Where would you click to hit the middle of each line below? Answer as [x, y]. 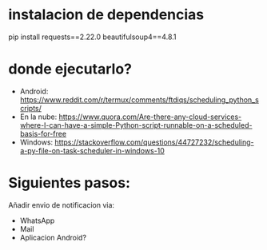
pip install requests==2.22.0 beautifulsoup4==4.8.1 [92, 37]
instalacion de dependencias [106, 15]
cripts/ [31, 108]
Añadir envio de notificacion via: [61, 204]
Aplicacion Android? [53, 237]
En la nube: [38, 117]
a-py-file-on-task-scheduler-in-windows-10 [92, 150]
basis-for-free [43, 133]
